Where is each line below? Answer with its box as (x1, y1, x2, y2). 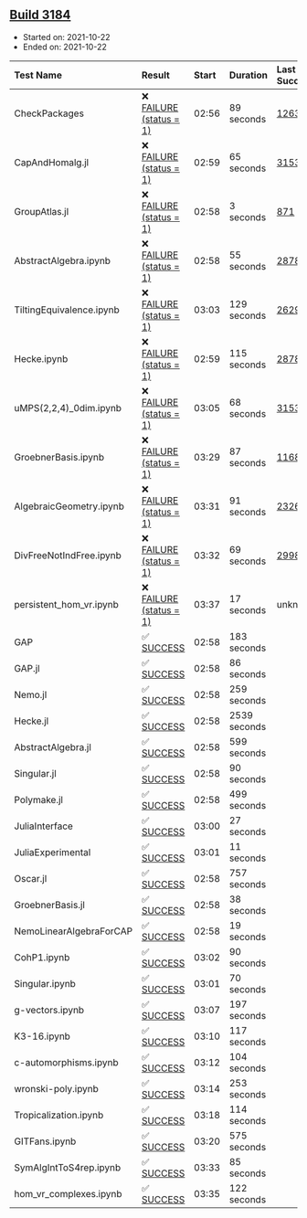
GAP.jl (14, 662, 40, 674)
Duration (228, 69, 268, 81)
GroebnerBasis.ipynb (14, 450, 105, 463)
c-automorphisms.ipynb (14, 1055, 119, 1068)
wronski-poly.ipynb (14, 1082, 99, 1095)
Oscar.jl (14, 872, 48, 884)
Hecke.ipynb (14, 352, 69, 365)
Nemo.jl (14, 688, 48, 701)
